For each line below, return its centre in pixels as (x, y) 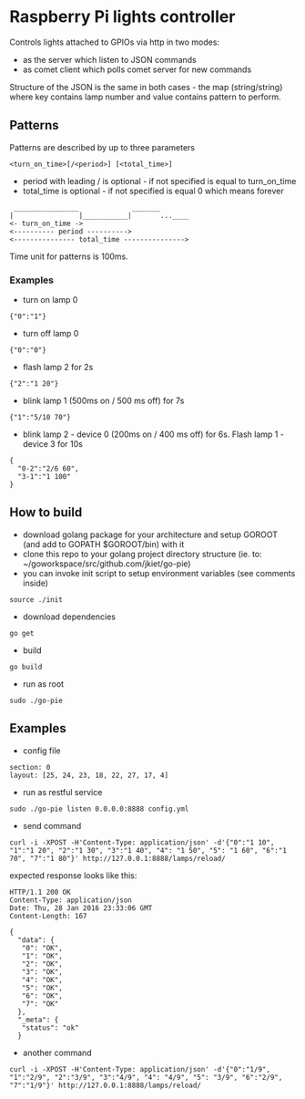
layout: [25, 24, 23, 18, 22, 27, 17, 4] (89, 775)
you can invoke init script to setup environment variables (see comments (159, 573)
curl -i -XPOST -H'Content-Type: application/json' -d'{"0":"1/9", (140, 1069)
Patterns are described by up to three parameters (102, 147)
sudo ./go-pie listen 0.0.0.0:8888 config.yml (99, 809)
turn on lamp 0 (50, 300)
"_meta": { (38, 1020)
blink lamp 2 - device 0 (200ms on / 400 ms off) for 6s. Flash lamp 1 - (153, 434)
